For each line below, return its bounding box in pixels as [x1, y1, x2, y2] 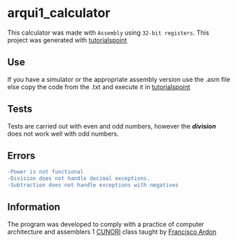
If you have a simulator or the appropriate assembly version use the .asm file [7, 75, 231, 83]
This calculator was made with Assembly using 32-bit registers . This [7, 28, 209, 37]
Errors [7, 150, 35, 162]
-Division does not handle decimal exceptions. [7, 175, 151, 182]
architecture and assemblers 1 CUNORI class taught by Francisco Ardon [7, 227, 217, 236]
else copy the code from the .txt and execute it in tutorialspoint [7, 83, 191, 91]
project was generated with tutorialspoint [7, 35, 127, 44]
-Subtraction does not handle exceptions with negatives [7, 182, 179, 189]
